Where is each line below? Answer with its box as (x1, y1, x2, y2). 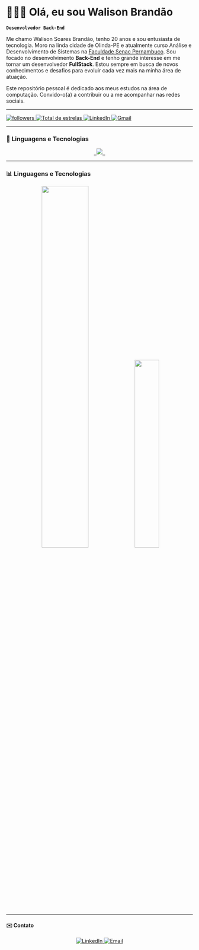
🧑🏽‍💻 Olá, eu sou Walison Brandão (6, 5, 174, 19)
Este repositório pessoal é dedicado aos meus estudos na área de (6, 84, 168, 91)
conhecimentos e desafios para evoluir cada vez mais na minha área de (6, 66, 181, 74)
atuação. (6, 73, 28, 80)
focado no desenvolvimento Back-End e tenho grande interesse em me (6, 54, 181, 61)
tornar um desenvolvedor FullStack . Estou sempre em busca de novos (6, 61, 179, 68)
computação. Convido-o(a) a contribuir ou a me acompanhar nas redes (6, 91, 181, 98)
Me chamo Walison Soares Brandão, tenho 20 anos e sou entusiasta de (6, 35, 181, 42)
